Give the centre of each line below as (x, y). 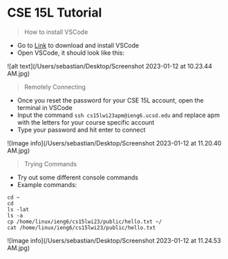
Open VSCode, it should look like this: (71, 53)
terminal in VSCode (45, 107)
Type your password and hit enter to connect (81, 129)
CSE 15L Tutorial (55, 13)
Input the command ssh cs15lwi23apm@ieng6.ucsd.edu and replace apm (118, 115)
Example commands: (47, 184)
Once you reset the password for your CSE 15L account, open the (110, 100)
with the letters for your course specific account (86, 122)
